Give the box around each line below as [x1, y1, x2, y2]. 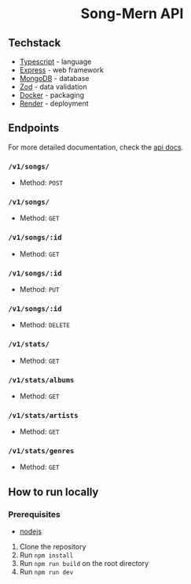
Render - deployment [19, 99, 89, 108]
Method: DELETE [19, 320, 71, 330]
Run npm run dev [19, 567, 74, 577]
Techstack [8, 36, 61, 50]
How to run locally [8, 485, 99, 498]
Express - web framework [19, 65, 104, 75]
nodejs [19, 527, 42, 536]
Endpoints [8, 121, 60, 135]
